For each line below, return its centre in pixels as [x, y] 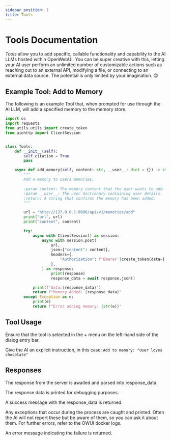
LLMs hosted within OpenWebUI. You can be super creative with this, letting [85, 60]
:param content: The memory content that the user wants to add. [94, 189]
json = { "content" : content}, [80, 250]
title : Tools [19, 15]
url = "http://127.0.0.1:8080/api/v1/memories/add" [80, 212]
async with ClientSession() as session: [76, 236]
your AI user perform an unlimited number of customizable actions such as [84, 65]
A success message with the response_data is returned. [64, 402]
